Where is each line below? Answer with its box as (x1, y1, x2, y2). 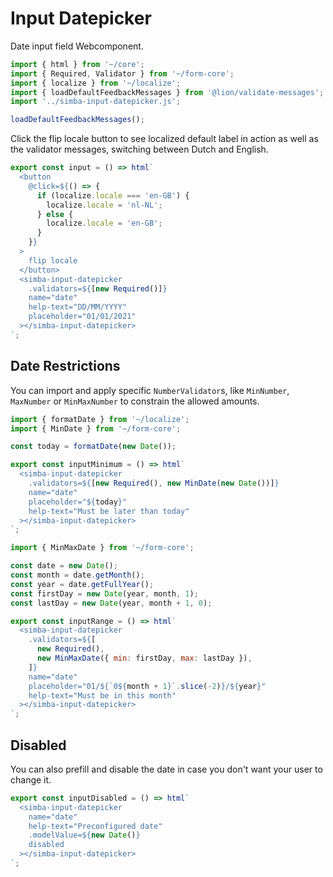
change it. (10, 773, 52, 786)
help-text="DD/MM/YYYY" (28, 302, 128, 312)
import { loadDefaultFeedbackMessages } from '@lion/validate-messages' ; (10, 87, 325, 97)
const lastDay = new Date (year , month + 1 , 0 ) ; (10, 598, 213, 608)
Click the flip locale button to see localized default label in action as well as (10, 133, 319, 145)
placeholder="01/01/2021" (28, 312, 137, 322)
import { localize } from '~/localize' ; (10, 78, 182, 88)
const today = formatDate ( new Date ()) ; (10, 442, 177, 452)
